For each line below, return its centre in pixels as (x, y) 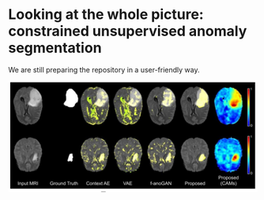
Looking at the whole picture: (106, 15)
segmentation (55, 48)
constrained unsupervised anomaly (128, 31)
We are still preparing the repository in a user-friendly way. (104, 69)
